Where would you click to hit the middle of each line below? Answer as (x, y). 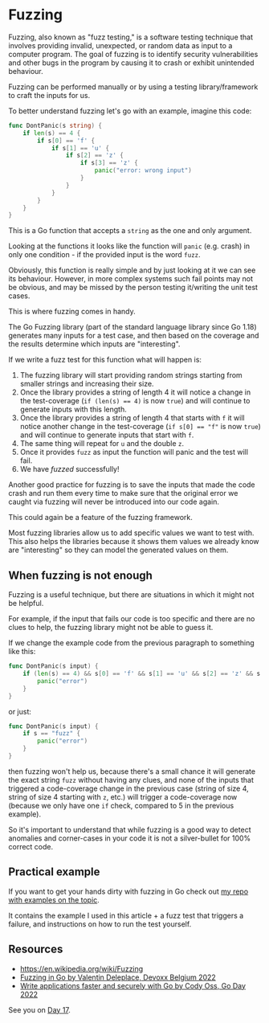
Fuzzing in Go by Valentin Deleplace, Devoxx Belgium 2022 (118, 977)
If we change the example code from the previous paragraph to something (131, 643)
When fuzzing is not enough (80, 575)
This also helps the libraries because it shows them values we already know (134, 542)
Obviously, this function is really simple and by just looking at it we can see (132, 270)
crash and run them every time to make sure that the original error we (123, 493)
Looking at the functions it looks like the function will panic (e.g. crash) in (129, 246)
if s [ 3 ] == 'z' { (109, 163)
